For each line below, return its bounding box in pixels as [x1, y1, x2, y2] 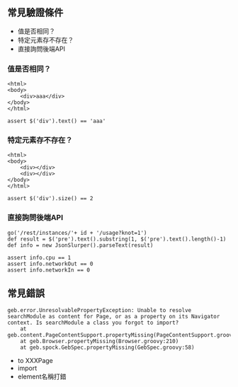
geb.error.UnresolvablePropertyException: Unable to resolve [7, 306, 192, 313]
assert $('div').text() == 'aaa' [7, 117, 106, 125]
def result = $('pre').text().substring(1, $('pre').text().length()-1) [7, 236, 227, 243]
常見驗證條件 [7, 6, 64, 19]
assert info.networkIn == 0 [7, 266, 91, 274]
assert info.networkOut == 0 [7, 260, 93, 267]
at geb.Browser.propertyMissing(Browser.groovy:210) [20, 337, 179, 345]
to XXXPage [17, 356, 53, 364]
